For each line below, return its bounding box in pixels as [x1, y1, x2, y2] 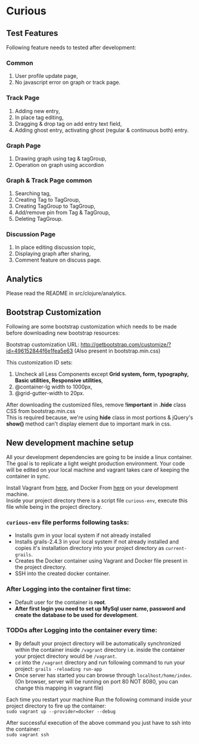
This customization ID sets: [6, 359, 73, 366]
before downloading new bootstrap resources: [6, 329, 120, 336]
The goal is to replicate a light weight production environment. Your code [6, 460, 185, 467]
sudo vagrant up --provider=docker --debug [6, 708, 116, 715]
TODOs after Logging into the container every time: [6, 626, 158, 634]
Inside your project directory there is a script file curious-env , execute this [6, 497, 188, 504]
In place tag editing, [14, 114, 64, 121]
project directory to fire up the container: [6, 702, 106, 709]
